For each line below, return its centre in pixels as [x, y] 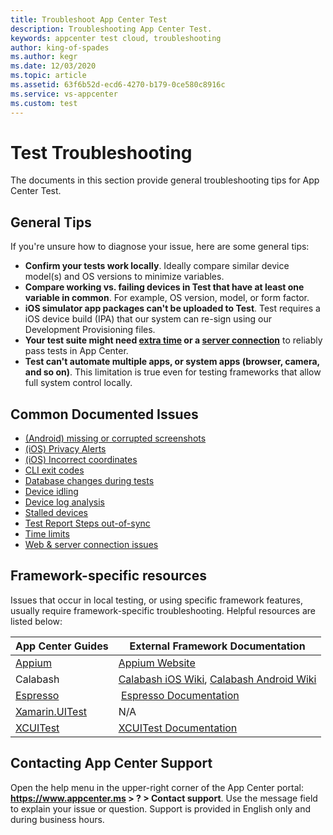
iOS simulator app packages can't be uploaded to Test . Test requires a [172, 308]
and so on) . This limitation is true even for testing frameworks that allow [173, 372]
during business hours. [57, 819]
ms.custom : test [44, 103]
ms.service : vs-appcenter [64, 94]
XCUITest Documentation [178, 728]
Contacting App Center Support [111, 763]
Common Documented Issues [104, 414]
